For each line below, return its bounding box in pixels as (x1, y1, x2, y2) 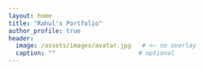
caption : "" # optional (15, 49, 175, 57)
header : (8, 34, 35, 43)
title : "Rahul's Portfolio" (8, 19, 103, 27)
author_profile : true (8, 27, 81, 35)
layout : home (8, 11, 52, 20)
